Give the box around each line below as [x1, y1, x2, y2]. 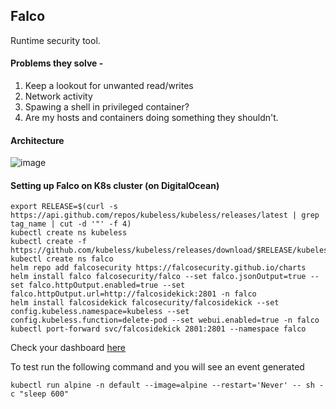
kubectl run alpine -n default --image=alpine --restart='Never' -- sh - [10, 380, 325, 391]
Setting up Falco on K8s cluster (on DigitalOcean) [10, 179, 220, 191]
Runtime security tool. [10, 34, 101, 46]
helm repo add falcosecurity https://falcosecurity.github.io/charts [10, 263, 307, 273]
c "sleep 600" [10, 389, 70, 399]
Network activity [24, 90, 93, 103]
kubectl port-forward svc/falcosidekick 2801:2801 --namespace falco [10, 324, 307, 334]
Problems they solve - [10, 57, 104, 69]
